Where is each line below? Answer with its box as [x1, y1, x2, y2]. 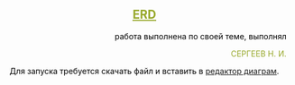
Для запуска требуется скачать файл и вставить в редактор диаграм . [9, 65, 280, 76]
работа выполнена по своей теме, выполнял [114, 30, 287, 41]
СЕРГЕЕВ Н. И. [230, 48, 287, 59]
